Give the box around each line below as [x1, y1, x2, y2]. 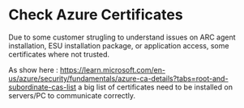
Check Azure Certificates [8, 6, 184, 24]
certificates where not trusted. [8, 49, 110, 59]
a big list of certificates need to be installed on [78, 82, 233, 92]
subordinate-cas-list [8, 82, 77, 92]
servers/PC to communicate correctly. [8, 90, 136, 100]
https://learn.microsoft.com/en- [59, 64, 166, 74]
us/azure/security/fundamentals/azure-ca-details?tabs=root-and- [8, 73, 229, 83]
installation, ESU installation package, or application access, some [8, 40, 229, 50]
